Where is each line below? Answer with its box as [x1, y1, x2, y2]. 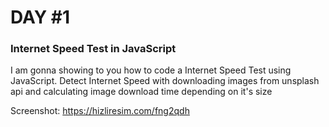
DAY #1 [10, 6, 71, 29]
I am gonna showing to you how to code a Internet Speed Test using [10, 64, 292, 76]
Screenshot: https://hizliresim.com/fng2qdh [10, 105, 190, 117]
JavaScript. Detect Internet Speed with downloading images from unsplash [10, 75, 320, 87]
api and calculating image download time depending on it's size [10, 86, 273, 98]
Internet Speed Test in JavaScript [10, 42, 177, 56]
